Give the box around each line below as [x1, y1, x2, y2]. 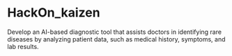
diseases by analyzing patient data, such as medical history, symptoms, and [7, 35, 226, 43]
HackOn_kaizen [7, 5, 100, 21]
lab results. [7, 42, 40, 50]
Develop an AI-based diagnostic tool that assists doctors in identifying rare [7, 28, 222, 36]
